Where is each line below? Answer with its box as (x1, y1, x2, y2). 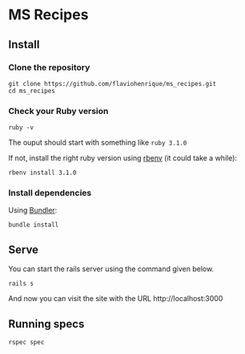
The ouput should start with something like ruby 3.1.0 (8, 138, 187, 148)
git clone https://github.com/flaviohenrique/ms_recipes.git (8, 79, 217, 87)
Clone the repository (8, 62, 90, 73)
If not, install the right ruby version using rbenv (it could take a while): (8, 153, 238, 163)
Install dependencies (8, 187, 92, 198)
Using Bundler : (8, 205, 58, 215)
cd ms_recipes (8, 87, 56, 95)
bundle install (8, 221, 59, 230)
